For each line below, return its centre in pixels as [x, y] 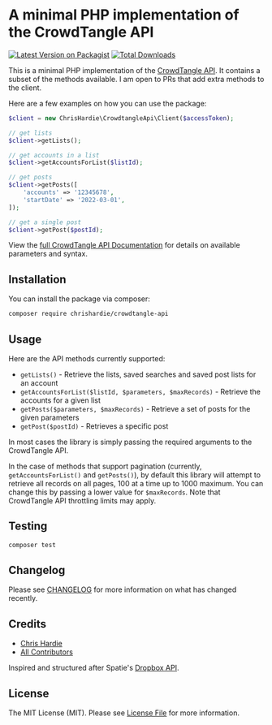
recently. [23, 598]
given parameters [50, 417]
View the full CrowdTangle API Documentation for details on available [125, 245]
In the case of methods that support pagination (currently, [105, 466]
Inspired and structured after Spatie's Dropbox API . [94, 668]
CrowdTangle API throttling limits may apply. [82, 500]
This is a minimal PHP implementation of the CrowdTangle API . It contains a [134, 70]
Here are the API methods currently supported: [87, 358]
